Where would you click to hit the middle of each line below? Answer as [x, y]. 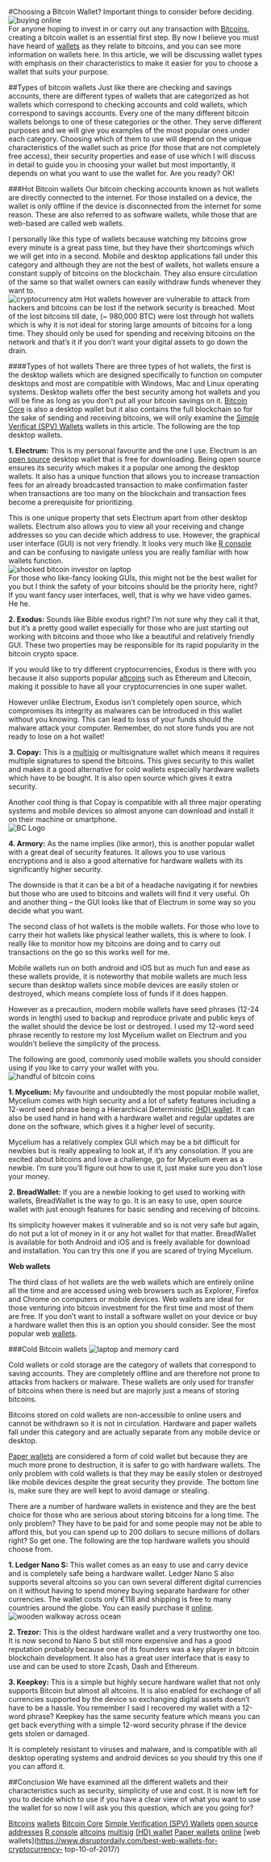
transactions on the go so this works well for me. [89, 952]
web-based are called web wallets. [67, 223]
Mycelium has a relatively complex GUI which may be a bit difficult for [124, 1142]
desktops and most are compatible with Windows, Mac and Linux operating [134, 383]
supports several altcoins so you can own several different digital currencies [135, 1582]
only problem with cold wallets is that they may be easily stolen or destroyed [135, 1473]
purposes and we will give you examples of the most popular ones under [129, 130]
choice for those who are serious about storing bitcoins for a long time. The [134, 1515]
